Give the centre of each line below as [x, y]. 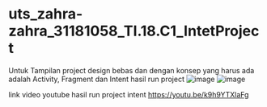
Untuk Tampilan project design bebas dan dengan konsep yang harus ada [131, 70]
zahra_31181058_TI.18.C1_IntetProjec [134, 31]
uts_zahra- [46, 14]
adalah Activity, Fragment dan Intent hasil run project [96, 79]
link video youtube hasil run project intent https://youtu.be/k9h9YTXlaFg [129, 94]
